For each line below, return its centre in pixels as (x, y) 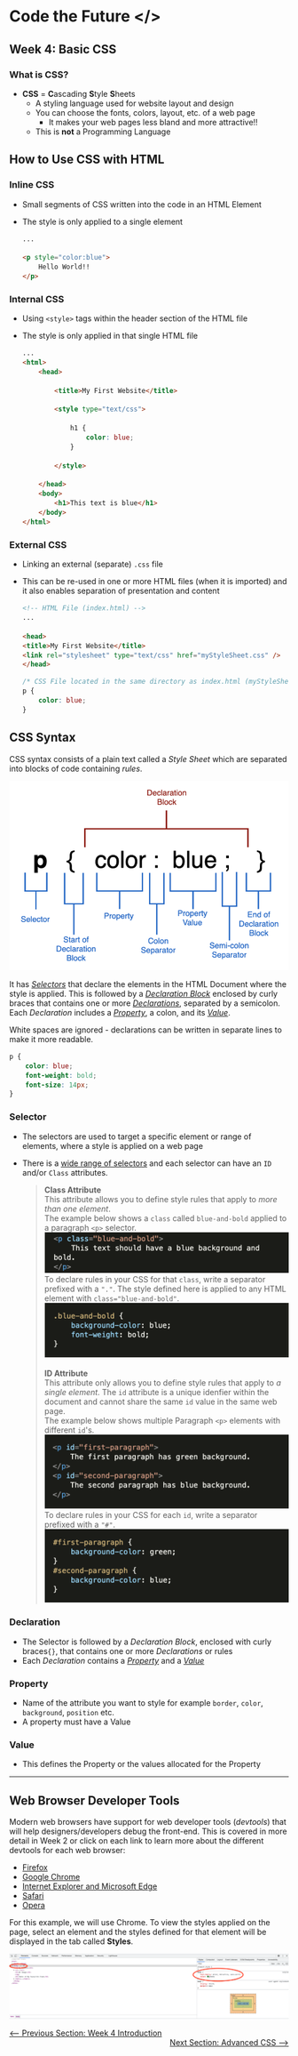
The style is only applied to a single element (102, 221)
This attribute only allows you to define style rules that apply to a (162, 1382)
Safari (33, 1896)
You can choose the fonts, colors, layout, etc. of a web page (145, 112)
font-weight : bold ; (61, 1075)
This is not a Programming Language (103, 132)
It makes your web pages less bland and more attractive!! (153, 122)
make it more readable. (51, 1039)
